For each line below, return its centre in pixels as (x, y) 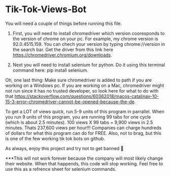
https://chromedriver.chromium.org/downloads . (62, 55)
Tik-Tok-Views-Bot (46, 9)
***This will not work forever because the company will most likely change (84, 158)
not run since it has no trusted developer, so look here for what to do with (82, 91)
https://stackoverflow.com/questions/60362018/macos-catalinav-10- (87, 96)
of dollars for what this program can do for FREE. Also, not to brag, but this (83, 133)
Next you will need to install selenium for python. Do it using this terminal (89, 65)
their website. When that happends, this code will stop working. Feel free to (84, 163)
